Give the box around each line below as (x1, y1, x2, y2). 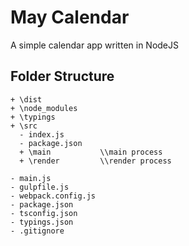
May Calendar (10, 6, 130, 29)
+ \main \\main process (19, 147, 163, 157)
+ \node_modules (10, 103, 78, 113)
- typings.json (10, 217, 74, 227)
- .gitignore (10, 226, 65, 236)
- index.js (19, 129, 65, 140)
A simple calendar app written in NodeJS (10, 39, 180, 51)
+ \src (10, 121, 38, 131)
